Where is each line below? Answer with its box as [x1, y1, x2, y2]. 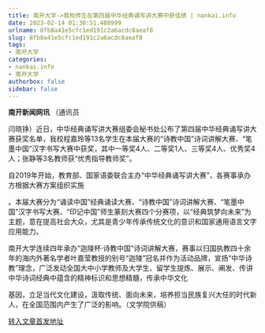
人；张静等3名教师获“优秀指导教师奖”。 [8, 154, 136, 163]
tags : [8, 41, 26, 49]
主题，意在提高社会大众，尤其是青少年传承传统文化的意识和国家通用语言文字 [8, 217, 257, 226]
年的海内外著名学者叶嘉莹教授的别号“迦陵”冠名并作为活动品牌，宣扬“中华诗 [8, 253, 252, 263]
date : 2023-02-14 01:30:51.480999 [8, 19, 122, 27]
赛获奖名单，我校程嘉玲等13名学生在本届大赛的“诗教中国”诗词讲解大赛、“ [8, 134, 246, 144]
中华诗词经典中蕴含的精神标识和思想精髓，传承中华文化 [8, 273, 188, 282]
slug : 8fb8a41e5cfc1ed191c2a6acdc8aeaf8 [8, 33, 144, 42]
